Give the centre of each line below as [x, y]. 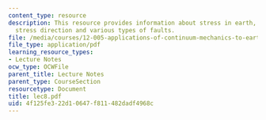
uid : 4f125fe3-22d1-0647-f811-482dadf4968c [81, 103]
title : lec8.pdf [35, 96]
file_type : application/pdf [55, 45]
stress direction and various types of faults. [95, 30]
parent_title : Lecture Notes [56, 74]
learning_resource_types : [51, 52]
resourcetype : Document [47, 89]
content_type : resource [47, 15]
